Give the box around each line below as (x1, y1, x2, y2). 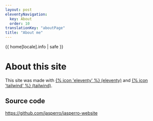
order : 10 (9, 21, 30, 26)
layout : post (5, 7, 32, 12)
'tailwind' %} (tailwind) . (5, 82, 53, 88)
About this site (5, 61, 67, 72)
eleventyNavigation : (5, 12, 48, 17)
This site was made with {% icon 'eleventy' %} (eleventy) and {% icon (5, 77, 148, 83)
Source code (5, 97, 46, 105)
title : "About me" (5, 30, 43, 35)
